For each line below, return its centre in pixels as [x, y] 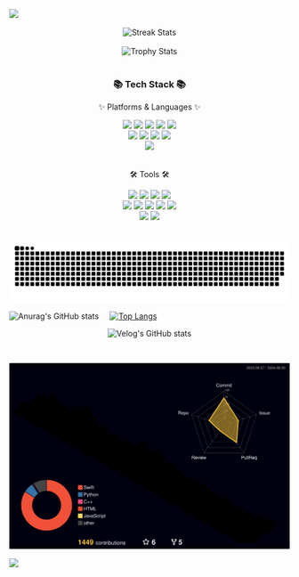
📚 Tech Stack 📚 [149, 84]
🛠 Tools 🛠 [149, 175]
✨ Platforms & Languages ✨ [149, 107]
